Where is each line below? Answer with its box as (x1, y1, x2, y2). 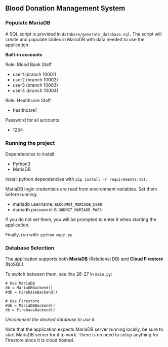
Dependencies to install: (5, 151, 56, 157)
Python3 (12, 161, 30, 167)
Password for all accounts (5, 117, 60, 123)
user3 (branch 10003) (12, 82, 58, 88)
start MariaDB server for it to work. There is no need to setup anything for (5, 332, 159, 338)
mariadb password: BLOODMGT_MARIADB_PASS (12, 206, 102, 212)
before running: (5, 191, 38, 197)
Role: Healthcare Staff (5, 97, 52, 103)
